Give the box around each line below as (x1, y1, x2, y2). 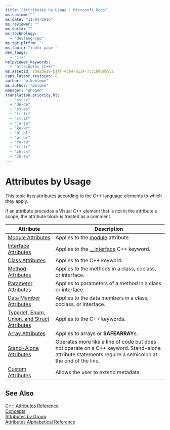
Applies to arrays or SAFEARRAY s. (55, 330, 138, 337)
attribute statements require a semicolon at (55, 351, 158, 358)
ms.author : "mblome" (5, 83, 49, 88)
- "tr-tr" (10, 144, 30, 150)
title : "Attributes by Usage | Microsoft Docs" (5, 7, 108, 13)
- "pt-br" (10, 135, 30, 140)
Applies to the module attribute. (55, 234, 131, 241)
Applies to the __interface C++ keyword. (55, 245, 151, 252)
